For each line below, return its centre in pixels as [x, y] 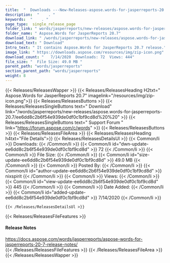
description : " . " [30, 15]
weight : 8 [16, 76]
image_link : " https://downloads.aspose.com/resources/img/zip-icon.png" [85, 52]
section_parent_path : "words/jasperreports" [53, 71]
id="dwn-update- [131, 144]
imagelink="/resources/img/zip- [122, 95]
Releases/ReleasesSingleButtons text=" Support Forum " [64, 122]
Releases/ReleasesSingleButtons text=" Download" [59, 106]
